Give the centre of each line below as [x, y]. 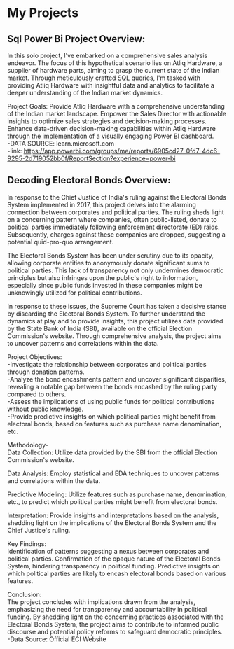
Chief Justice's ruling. [39, 530]
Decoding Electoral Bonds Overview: [89, 180]
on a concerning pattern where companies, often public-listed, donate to [112, 219]
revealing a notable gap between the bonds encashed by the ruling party [112, 386]
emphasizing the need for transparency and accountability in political [107, 609]
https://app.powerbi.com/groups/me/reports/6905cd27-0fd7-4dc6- [122, 151]
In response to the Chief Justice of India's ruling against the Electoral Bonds [117, 197]
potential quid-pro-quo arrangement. [61, 242]
